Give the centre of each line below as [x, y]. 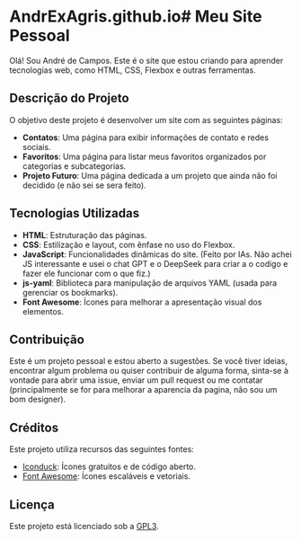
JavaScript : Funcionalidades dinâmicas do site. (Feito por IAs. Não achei [157, 254]
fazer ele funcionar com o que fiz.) [86, 273]
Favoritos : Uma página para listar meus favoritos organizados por [144, 156]
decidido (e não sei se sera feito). [84, 185]
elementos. [43, 311]
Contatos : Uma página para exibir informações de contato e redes [146, 137]
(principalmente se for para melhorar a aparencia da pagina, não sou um [143, 390]
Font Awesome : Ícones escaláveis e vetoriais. [106, 476]
